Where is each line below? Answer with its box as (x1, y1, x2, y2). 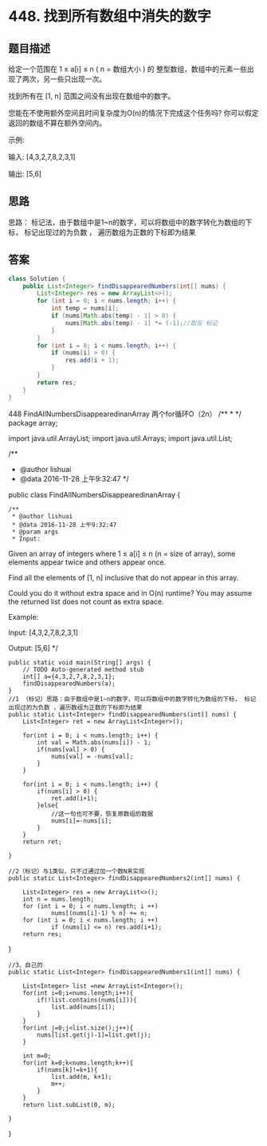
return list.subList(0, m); (22, 1100, 116, 1108)
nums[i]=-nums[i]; (50, 816, 112, 825)
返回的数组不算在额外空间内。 (8, 118, 106, 128)
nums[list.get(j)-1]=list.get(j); (37, 1031, 151, 1039)
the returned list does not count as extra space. (8, 597, 164, 606)
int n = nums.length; (22, 895, 94, 903)
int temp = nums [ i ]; (50, 304, 120, 312)
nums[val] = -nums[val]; (50, 752, 134, 760)
